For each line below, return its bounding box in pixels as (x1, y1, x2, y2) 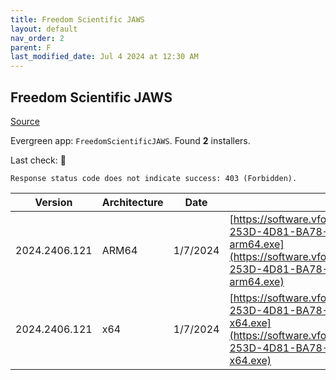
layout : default (10, 24, 78, 34)
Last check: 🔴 (10, 154, 67, 166)
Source (10, 115, 40, 127)
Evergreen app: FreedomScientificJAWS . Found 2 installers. (10, 134, 251, 146)
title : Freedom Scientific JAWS (10, 14, 145, 25)
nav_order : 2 (10, 33, 65, 43)
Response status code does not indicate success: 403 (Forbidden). (10, 173, 298, 183)
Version (34, 195, 73, 209)
